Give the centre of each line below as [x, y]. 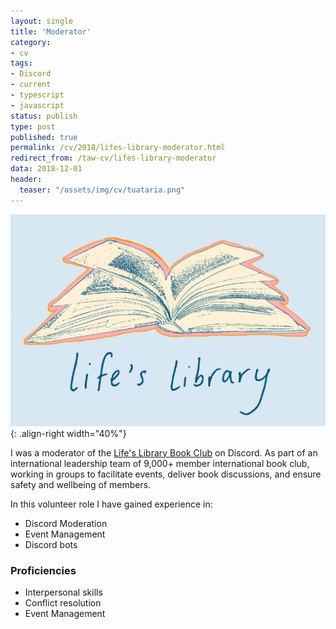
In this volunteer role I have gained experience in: [111, 504]
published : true [44, 137]
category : [31, 42]
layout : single [42, 21]
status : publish [44, 116]
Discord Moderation [66, 523]
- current [31, 85]
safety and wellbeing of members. [81, 484]
